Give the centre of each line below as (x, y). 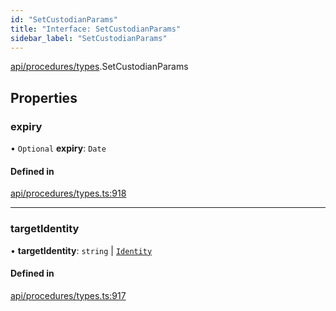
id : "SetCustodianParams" (64, 19)
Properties (44, 97)
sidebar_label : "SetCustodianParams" (89, 38)
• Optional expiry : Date (58, 148)
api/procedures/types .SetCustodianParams (99, 67)
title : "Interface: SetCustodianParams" (96, 29)
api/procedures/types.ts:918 (68, 193)
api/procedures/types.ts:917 (68, 295)
